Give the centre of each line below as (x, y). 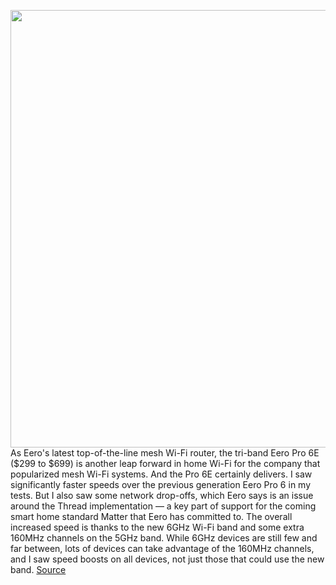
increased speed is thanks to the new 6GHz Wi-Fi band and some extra (157, 527)
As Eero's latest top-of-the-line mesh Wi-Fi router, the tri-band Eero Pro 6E (165, 453)
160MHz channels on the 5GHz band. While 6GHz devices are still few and (164, 538)
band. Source (38, 569)
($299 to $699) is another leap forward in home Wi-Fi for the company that (165, 463)
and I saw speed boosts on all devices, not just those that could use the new (167, 559)
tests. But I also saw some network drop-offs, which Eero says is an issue (162, 495)
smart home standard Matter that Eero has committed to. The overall (151, 516)
